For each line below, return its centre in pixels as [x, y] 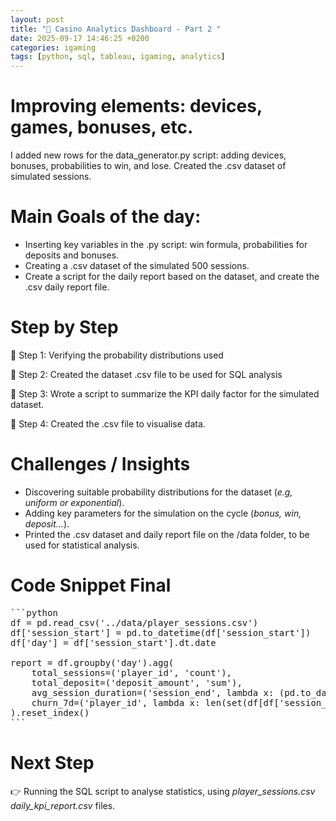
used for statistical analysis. [82, 545]
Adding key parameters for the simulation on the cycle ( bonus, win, [163, 513]
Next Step [52, 763]
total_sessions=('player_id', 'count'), [132, 672]
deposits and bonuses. [72, 255]
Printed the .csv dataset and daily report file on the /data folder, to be [167, 534]
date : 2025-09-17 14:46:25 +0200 [80, 38]
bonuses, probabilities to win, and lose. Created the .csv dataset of [148, 166]
